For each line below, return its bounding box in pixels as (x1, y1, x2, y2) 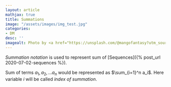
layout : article (5, 7, 40, 13)
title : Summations (5, 17, 44, 22)
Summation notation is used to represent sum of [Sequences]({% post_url (5, 54, 161, 60)
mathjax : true (5, 12, 36, 17)
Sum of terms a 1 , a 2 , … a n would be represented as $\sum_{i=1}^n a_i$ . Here (5, 69, 164, 76)
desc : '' (5, 36, 24, 41)
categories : (5, 26, 31, 31)
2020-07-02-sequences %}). (5, 59, 67, 66)
